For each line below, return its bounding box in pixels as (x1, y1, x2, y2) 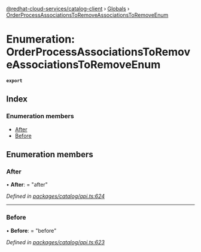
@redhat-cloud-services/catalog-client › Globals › (6, 5, 130, 12)
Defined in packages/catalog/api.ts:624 (6, 193, 105, 200)
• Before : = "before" (6, 227, 57, 234)
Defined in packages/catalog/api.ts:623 (6, 238, 105, 245)
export (6, 77, 23, 83)
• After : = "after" (6, 181, 48, 188)
